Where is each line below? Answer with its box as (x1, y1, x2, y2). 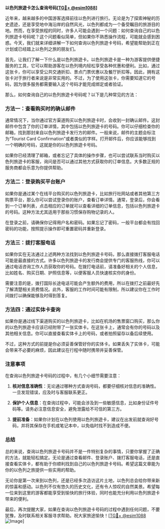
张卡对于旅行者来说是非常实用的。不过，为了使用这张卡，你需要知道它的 (5, 75, 151, 81)
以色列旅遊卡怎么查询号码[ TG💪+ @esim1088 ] (5, 5, 98, 10)
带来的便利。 (5, 495, 31, 502)
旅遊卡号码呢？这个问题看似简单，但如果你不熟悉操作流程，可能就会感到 (9, 34, 156, 39)
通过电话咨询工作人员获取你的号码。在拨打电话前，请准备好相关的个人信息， (5, 263, 160, 269)
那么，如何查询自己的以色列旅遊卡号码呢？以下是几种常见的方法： (5, 92, 138, 98)
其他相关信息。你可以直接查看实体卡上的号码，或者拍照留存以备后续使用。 (5, 330, 156, 337)
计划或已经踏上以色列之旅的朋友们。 (5, 46, 79, 52)
